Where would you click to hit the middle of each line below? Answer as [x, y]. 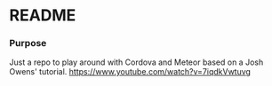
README [43, 16]
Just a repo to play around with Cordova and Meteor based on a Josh [136, 62]
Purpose [28, 43]
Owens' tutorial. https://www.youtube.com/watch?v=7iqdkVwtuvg [130, 72]
